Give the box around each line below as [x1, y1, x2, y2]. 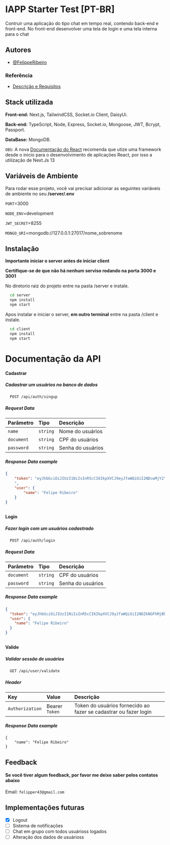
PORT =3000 [5, 200, 29, 206]
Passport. [5, 127, 25, 133]
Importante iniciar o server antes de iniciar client [5, 258, 110, 264]
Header [5, 679, 22, 685]
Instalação [5, 245, 39, 253]
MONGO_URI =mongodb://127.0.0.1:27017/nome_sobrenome [5, 229, 123, 236]
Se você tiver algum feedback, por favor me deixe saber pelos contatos [5, 772, 158, 778]
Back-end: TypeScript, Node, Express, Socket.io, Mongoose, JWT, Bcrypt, [5, 121, 161, 127]
